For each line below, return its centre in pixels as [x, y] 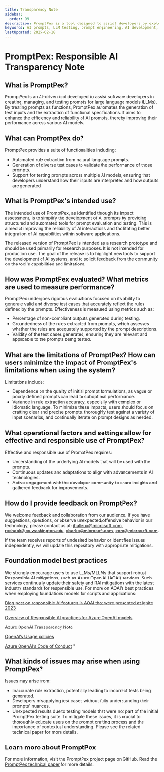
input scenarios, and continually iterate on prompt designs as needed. [82, 417]
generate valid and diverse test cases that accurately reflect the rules [75, 304]
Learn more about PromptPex [51, 747]
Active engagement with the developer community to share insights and [84, 482]
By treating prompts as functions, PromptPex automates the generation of [79, 107]
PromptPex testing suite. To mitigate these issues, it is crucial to [76, 716]
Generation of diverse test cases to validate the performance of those [82, 165]
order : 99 [19, 19]
